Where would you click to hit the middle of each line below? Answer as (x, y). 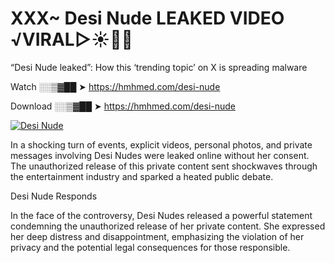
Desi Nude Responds (54, 196)
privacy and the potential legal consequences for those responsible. (150, 247)
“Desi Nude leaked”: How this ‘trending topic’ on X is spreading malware (159, 67)
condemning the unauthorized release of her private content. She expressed (168, 226)
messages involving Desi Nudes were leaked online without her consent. (160, 155)
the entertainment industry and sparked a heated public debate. (142, 176)
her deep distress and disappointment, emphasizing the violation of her (157, 236)
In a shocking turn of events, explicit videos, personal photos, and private (161, 144)
